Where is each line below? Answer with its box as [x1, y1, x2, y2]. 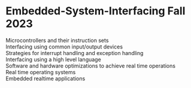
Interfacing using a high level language [5, 56, 101, 63]
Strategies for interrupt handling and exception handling [5, 49, 144, 56]
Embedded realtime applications [5, 75, 86, 82]
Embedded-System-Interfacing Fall [5, 4, 186, 18]
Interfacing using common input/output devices [5, 43, 123, 50]
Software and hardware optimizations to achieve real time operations [5, 62, 176, 69]
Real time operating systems [5, 68, 76, 75]
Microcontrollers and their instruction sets [5, 37, 109, 44]
